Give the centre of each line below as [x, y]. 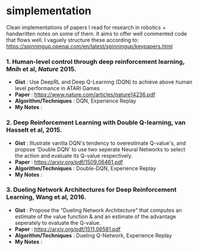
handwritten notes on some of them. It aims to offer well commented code [97, 33]
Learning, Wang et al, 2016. [46, 197]
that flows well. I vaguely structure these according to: [73, 40]
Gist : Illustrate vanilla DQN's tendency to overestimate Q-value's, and [100, 143]
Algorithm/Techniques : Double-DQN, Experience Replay [85, 168]
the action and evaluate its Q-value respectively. [74, 155]
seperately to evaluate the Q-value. [58, 223]
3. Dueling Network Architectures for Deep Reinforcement [91, 190]
